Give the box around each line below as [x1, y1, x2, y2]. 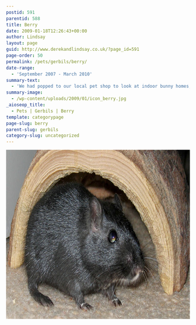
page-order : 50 [6, 53, 43, 58]
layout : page [6, 40, 38, 46]
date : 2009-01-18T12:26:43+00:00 [6, 28, 87, 34]
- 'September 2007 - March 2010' [11, 71, 93, 77]
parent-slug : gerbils [6, 126, 59, 133]
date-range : [6, 65, 35, 71]
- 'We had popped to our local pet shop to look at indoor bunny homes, [11, 84, 192, 89]
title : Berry [6, 22, 38, 27]
